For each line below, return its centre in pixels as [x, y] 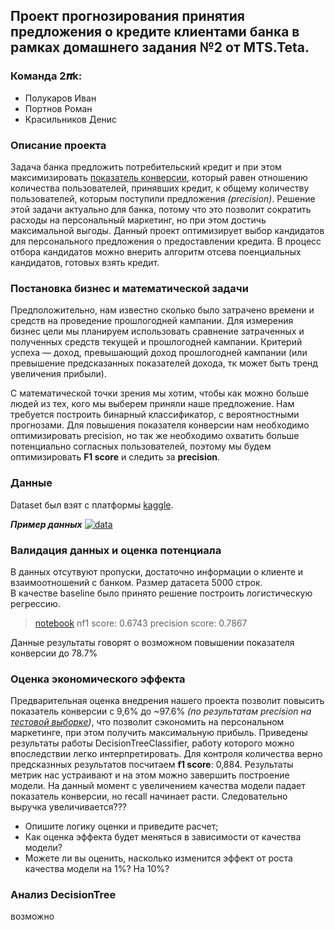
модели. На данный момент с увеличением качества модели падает [158, 786]
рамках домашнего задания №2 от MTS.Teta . [160, 47]
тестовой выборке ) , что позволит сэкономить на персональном [147, 722]
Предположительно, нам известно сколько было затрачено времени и [162, 310]
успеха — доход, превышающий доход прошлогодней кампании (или [159, 353]
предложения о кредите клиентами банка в [155, 32]
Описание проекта [58, 145]
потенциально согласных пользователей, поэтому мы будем [141, 446]
